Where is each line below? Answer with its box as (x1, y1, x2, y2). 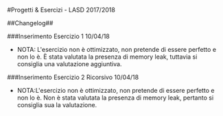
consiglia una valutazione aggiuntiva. (16, 60, 122, 68)
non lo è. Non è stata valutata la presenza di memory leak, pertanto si (16, 93, 214, 102)
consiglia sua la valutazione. (16, 101, 97, 108)
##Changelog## (7, 19, 54, 27)
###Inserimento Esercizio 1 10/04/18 (7, 32, 110, 40)
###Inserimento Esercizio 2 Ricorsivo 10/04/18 (7, 73, 139, 81)
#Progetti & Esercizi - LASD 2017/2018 (7, 6, 115, 14)
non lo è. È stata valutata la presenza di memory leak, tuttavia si (16, 53, 198, 61)
